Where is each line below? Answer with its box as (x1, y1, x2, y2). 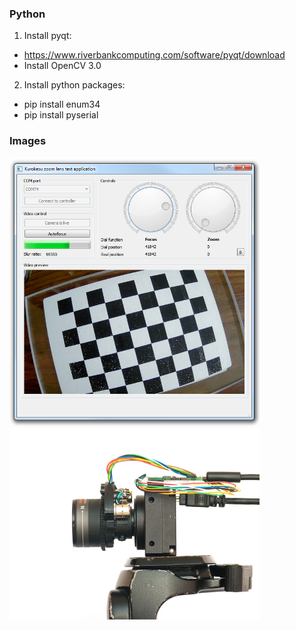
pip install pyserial (23, 109, 99, 121)
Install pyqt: (23, 30, 72, 42)
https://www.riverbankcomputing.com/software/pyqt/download (23, 49, 286, 61)
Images (9, 134, 47, 148)
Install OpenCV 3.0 (23, 60, 102, 72)
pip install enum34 (23, 98, 101, 111)
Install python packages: (23, 79, 126, 91)
